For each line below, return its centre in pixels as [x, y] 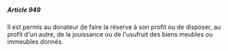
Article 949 [24, 10]
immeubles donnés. [35, 41]
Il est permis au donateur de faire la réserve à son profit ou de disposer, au [114, 27]
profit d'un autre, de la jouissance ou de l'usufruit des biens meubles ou [110, 34]
